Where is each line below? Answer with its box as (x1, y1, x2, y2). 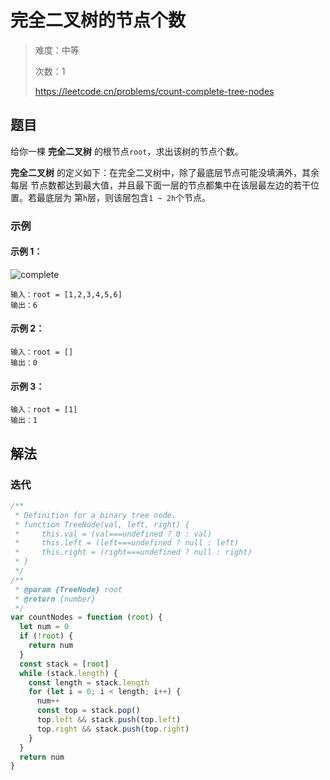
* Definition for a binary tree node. (14, 510, 177, 520)
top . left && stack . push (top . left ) (36, 715, 182, 725)
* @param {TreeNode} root (14, 584, 123, 595)
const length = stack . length (28, 677, 150, 688)
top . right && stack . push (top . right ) (36, 724, 190, 734)
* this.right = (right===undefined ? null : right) (14, 547, 253, 558)
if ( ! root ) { (19, 631, 74, 641)
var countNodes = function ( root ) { (10, 612, 163, 623)
